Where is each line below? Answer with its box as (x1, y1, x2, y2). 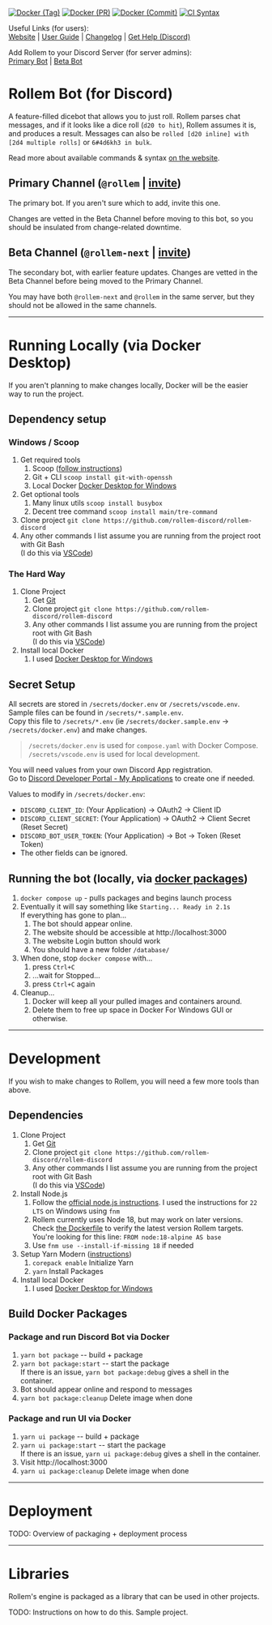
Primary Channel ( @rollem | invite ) (8, 177, 182, 190)
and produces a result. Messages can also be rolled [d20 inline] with (8, 128, 249, 138)
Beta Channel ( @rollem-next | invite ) (8, 246, 192, 259)
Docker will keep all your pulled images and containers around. (32, 997, 243, 1007)
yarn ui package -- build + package (19, 1431, 140, 1441)
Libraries (8, 1564, 70, 1583)
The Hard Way (8, 568, 66, 579)
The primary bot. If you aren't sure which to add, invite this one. (8, 198, 221, 207)
